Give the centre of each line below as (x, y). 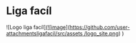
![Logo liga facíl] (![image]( (38, 27)
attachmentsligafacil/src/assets (45, 33)
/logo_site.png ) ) (104, 33)
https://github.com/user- (99, 27)
